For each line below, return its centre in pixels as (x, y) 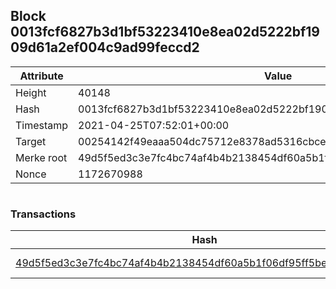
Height (31, 92)
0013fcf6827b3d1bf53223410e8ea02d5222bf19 (165, 32)
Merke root (41, 157)
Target (31, 141)
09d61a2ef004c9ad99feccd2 (105, 47)
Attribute (41, 76)
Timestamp (42, 125)
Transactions (43, 214)
